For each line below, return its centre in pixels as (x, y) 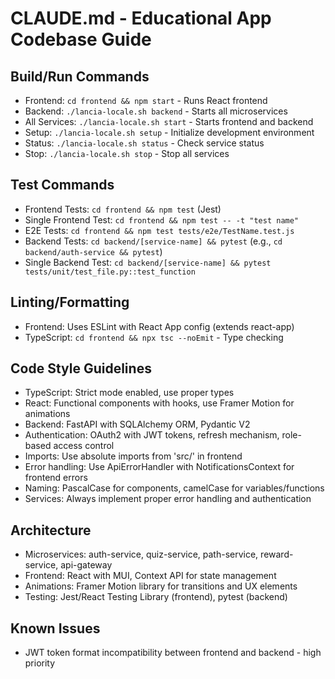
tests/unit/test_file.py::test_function (110, 272)
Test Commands (62, 185)
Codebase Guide (81, 39)
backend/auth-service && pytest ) (93, 251)
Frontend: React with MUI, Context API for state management (150, 576)
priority (40, 663)
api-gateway (86, 565)
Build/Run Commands (80, 76)
